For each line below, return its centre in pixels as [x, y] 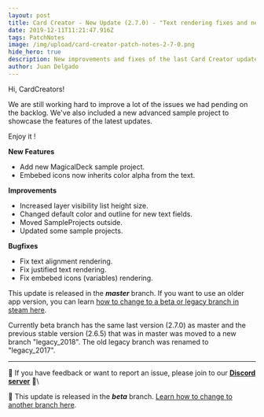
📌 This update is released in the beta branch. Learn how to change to [121, 396]
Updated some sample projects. [71, 231]
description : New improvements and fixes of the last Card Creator [121, 60]
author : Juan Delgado [44, 67]
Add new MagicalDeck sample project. [82, 167]
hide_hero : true [35, 52]
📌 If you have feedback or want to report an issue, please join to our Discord [132, 373]
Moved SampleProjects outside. [71, 222]
